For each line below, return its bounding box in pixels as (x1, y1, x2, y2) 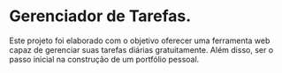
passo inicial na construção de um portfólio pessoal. (9, 54, 200, 64)
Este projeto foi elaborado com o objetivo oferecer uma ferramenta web (9, 35, 271, 46)
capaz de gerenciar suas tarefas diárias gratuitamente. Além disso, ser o (9, 44, 274, 55)
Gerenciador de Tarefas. (9, 6, 192, 26)
